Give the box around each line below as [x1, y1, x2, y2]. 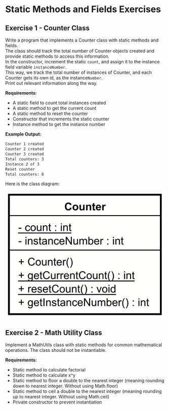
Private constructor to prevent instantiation [12, 399, 102, 405]
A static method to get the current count [12, 105, 97, 111]
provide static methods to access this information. [5, 53, 110, 59]
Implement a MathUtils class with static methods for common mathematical [5, 342, 162, 348]
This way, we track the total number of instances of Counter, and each [5, 69, 152, 75]
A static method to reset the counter [12, 110, 89, 116]
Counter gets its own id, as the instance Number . [5, 75, 103, 80]
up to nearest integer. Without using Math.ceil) [12, 394, 110, 400]
